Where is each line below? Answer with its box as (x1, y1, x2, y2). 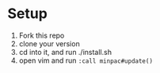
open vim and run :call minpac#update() (18, 56, 154, 65)
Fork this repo (18, 31, 65, 40)
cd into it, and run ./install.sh (18, 47, 112, 57)
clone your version (18, 38, 80, 48)
